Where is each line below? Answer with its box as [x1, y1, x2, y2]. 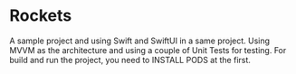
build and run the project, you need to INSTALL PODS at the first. [9, 54, 252, 65]
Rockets [9, 5, 72, 26]
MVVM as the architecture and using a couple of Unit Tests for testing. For [9, 44, 287, 55]
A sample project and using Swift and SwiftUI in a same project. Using [9, 35, 270, 46]
